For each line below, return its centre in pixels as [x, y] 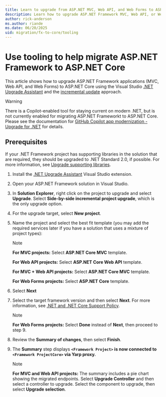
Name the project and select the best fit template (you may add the [81, 223]
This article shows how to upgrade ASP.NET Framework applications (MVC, [82, 81]
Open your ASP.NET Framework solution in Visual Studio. [70, 184]
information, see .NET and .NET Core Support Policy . [66, 305]
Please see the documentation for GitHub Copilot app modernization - [76, 121]
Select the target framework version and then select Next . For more [81, 300]
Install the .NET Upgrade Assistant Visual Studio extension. [72, 174]
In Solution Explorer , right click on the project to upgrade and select [82, 193]
